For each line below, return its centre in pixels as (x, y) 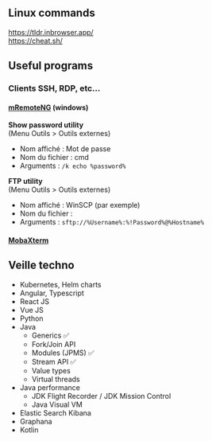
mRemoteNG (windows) (48, 107)
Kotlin (29, 430)
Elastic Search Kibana (55, 412)
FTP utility (26, 181)
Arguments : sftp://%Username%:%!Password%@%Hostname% (112, 222)
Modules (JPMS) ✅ (63, 353)
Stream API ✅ (54, 361)
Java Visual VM (57, 404)
